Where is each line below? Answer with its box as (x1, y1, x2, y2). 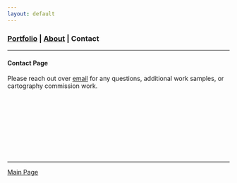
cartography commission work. (7, 82, 98, 90)
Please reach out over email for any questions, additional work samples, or (7, 75, 224, 83)
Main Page (7, 168, 39, 177)
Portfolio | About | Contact (7, 33, 99, 43)
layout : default (7, 10, 55, 18)
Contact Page (7, 58, 48, 67)
